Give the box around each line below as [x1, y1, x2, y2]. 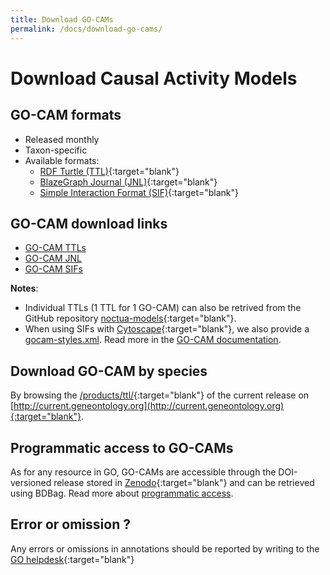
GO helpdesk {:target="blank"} [10, 553, 135, 565]
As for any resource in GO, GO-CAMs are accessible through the [10, 466, 277, 478]
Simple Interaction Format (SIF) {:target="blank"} [39, 186, 240, 198]
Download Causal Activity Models [10, 67, 298, 90]
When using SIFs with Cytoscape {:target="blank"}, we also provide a [24, 323, 310, 335]
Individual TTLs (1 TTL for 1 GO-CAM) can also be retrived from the [24, 302, 302, 314]
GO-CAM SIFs [24, 263, 83, 275]
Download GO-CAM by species [10, 362, 208, 380]
